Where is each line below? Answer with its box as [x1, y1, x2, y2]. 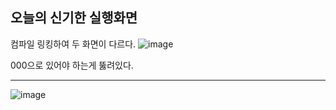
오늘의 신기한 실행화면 [10, 9, 138, 27]
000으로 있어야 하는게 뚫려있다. [10, 59, 134, 71]
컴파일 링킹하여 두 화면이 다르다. [10, 38, 137, 50]
